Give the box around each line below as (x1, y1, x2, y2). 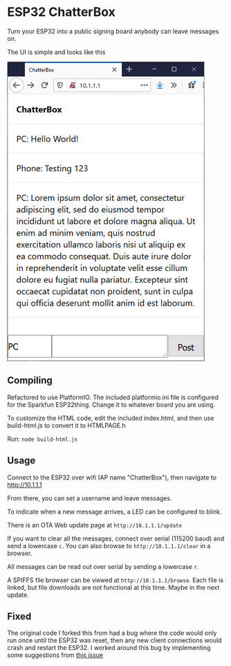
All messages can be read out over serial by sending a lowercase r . (7, 562, 199, 570)
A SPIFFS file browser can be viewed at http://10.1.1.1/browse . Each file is (7, 576, 223, 584)
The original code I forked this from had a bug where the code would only (7, 629, 217, 638)
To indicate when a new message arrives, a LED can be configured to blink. (7, 507, 222, 516)
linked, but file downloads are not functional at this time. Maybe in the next (7, 583, 220, 591)
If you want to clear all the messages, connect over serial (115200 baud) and (7, 534, 225, 543)
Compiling (7, 375, 53, 387)
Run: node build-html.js (7, 435, 78, 443)
